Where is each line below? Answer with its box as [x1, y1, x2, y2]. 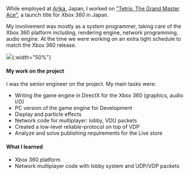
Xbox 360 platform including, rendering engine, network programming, [6, 29, 178, 36]
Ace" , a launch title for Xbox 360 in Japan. [6, 11, 109, 18]
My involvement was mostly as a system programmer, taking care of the [6, 23, 182, 30]
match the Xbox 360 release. [6, 41, 77, 48]
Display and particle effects [14, 111, 82, 118]
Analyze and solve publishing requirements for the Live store [14, 129, 163, 137]
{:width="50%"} [12, 54, 51, 61]
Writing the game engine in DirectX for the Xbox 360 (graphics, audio [14, 92, 184, 99]
